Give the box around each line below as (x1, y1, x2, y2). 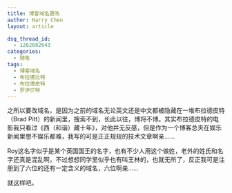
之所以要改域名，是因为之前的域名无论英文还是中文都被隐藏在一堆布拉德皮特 (7, 106, 225, 114)
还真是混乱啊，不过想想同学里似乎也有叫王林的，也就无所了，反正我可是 (12, 156, 219, 164)
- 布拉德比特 (13, 74, 46, 81)
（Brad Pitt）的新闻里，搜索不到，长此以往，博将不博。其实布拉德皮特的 (7, 115, 213, 123)
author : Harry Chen (7, 17, 64, 23)
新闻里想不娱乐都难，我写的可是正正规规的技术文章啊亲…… (7, 132, 175, 141)
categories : (7, 48, 41, 55)
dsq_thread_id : (7, 35, 51, 42)
